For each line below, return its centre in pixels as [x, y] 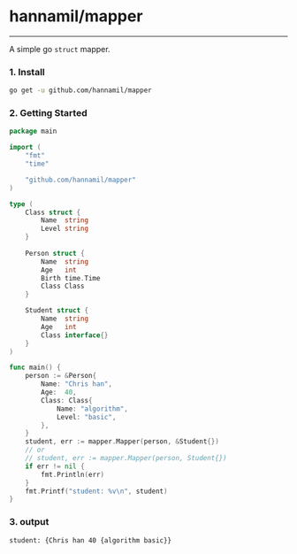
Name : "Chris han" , [77, 384]
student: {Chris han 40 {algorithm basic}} [91, 540]
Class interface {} [75, 335]
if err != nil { [55, 466]
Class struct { [53, 212]
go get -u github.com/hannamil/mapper [80, 90]
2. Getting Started [48, 113]
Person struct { [55, 253]
